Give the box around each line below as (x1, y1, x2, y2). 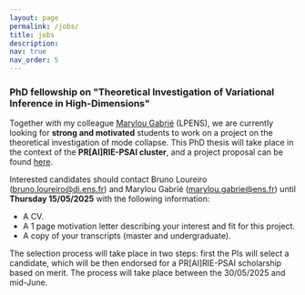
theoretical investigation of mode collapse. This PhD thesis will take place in (9, 137, 294, 148)
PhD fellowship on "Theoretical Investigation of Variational (9, 86, 275, 98)
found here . (9, 157, 53, 168)
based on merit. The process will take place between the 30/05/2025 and (9, 268, 286, 279)
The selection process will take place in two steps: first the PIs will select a (9, 248, 290, 259)
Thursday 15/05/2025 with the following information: (9, 193, 210, 205)
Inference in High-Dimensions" (9, 97, 150, 109)
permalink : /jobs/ (9, 22, 79, 31)
